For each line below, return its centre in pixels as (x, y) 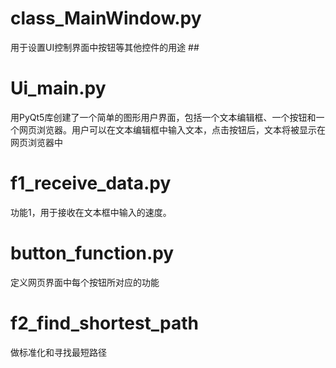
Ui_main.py (58, 88)
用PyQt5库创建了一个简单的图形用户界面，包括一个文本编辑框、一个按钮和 (163, 117)
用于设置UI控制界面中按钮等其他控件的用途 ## (105, 47)
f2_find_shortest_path (105, 323)
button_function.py (92, 253)
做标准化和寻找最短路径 (58, 352)
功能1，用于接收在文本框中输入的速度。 (91, 212)
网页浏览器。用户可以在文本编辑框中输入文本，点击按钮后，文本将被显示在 (172, 129)
